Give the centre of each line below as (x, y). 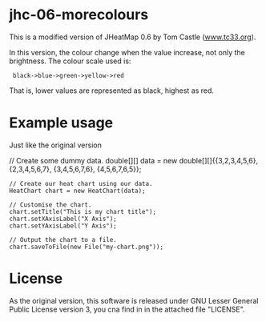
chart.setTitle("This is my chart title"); (83, 211)
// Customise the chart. (50, 205)
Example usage (61, 123)
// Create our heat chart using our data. (81, 183)
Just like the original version (56, 145)
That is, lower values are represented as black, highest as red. (112, 91)
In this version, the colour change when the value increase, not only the (127, 52)
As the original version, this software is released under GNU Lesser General (134, 300)
